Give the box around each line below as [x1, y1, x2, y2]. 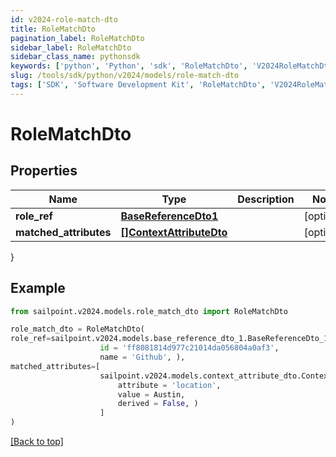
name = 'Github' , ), [99, 352, 186, 363]
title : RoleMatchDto [10, 24, 97, 34]
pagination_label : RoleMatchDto [10, 33, 145, 43]
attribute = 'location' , [117, 380, 222, 390]
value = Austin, [117, 389, 186, 400]
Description [237, 192, 295, 206]
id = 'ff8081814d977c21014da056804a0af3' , [99, 343, 280, 353]
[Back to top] [10, 436, 64, 448]
